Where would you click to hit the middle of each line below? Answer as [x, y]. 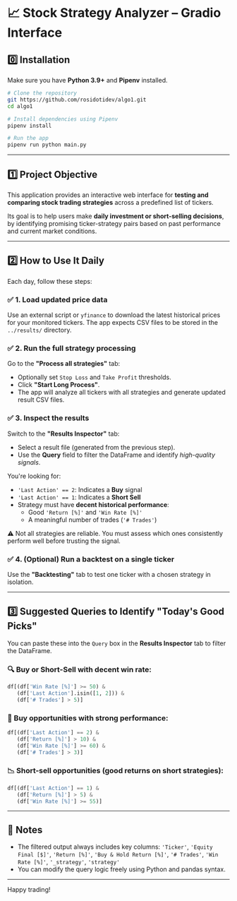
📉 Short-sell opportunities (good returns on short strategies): [116, 771]
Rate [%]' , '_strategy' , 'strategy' [68, 862]
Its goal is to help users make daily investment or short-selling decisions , [116, 216]
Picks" [22, 626]
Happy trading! [29, 890]
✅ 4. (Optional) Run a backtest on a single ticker [91, 559]
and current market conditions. [52, 231]
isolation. [20, 582]
